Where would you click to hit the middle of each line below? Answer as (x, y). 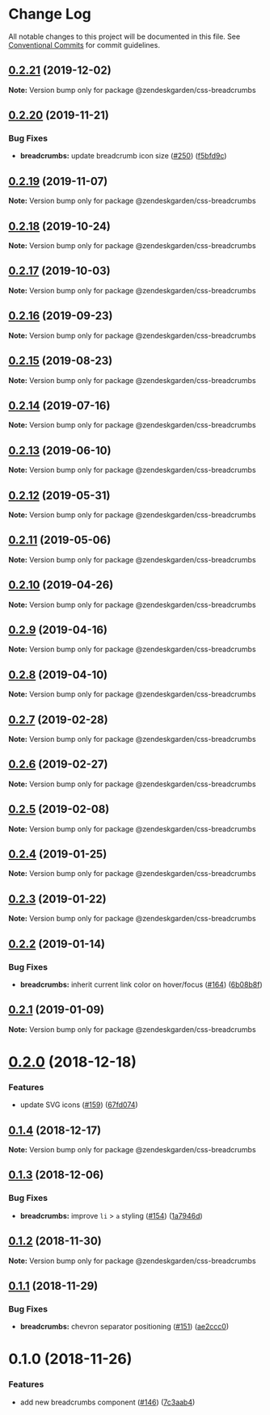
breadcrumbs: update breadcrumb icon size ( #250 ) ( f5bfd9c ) (123, 156)
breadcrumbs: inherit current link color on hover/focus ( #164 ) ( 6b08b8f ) (141, 984)
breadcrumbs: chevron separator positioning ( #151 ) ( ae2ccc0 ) (124, 1327)
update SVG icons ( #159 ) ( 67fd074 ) (79, 1105)
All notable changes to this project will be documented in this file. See (124, 36)
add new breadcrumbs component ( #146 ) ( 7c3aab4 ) (108, 1402)
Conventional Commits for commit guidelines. (84, 44)
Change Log (50, 14)
